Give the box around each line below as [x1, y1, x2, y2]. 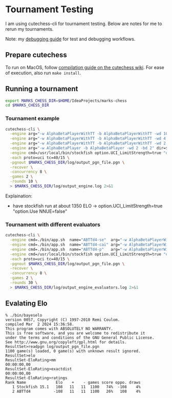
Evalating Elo [5, 299, 48, 308]
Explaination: [5, 193, 33, 199]
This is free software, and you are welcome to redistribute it [5, 330, 145, 336]
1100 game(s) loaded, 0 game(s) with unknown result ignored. [5, 348, 141, 353]
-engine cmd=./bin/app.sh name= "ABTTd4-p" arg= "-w [10, 247, 127, 252]
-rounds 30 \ [10, 280, 38, 285]
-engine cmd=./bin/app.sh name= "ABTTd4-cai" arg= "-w [10, 242, 127, 248]
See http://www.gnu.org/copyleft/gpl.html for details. [5, 339, 127, 345]
